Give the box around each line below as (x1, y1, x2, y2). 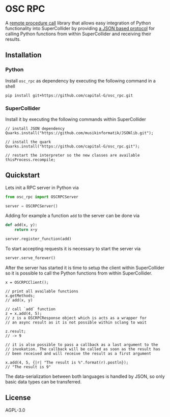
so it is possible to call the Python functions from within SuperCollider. (5, 270, 153, 276)
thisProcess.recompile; (5, 157, 56, 162)
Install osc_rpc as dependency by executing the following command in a (5, 77, 156, 84)
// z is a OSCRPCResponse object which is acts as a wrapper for (5, 315, 147, 320)
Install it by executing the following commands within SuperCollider (5, 116, 147, 122)
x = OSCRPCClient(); (5, 280, 49, 285)
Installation (5, 51, 42, 59)
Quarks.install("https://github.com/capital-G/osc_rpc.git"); (5, 143, 140, 149)
